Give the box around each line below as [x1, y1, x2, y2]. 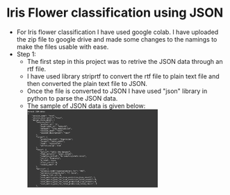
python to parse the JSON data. [26, 94, 118, 102]
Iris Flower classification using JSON [6, 5, 224, 21]
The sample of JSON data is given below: [26, 101, 146, 110]
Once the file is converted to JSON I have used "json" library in [26, 87, 208, 95]
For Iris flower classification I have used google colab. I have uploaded [16, 28, 219, 36]
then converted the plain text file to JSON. [26, 79, 147, 87]
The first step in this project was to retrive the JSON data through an [26, 57, 223, 65]
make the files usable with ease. [16, 42, 109, 51]
